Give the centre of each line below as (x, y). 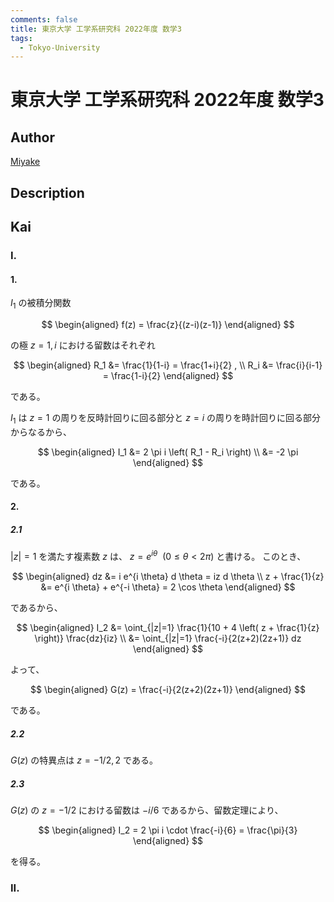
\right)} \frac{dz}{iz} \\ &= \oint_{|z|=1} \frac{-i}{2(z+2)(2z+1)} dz (168, 638)
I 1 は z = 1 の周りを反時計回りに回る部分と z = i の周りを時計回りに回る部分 (166, 418)
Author (32, 137)
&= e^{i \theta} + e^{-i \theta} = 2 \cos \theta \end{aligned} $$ (168, 587)
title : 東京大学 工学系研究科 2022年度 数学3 (96, 29)
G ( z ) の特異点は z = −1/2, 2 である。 (84, 760)
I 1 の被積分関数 (41, 304)
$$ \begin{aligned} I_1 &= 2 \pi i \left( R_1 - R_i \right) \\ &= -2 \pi (168, 452)
